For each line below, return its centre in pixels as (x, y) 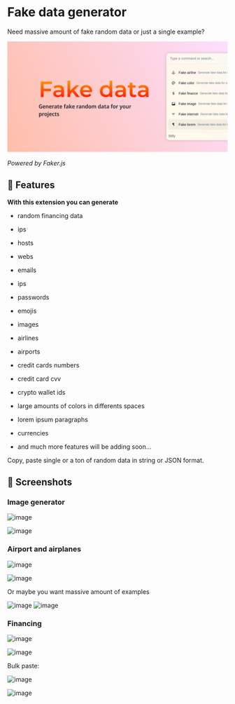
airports (29, 351)
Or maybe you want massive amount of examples (78, 591)
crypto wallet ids (41, 392)
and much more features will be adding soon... (84, 447)
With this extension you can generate (63, 202)
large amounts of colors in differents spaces (81, 406)
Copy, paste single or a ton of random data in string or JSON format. (106, 460)
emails (27, 270)
